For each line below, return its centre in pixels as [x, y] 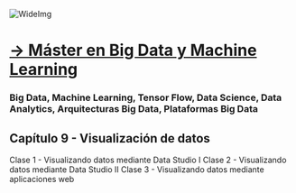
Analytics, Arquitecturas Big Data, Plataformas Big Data [134, 109]
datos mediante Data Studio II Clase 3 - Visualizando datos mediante [137, 169]
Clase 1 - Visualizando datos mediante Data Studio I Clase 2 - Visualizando [148, 160]
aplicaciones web [42, 179]
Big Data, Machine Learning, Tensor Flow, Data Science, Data [146, 97]
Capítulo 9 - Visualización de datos [110, 138]
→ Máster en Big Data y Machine [133, 51]
